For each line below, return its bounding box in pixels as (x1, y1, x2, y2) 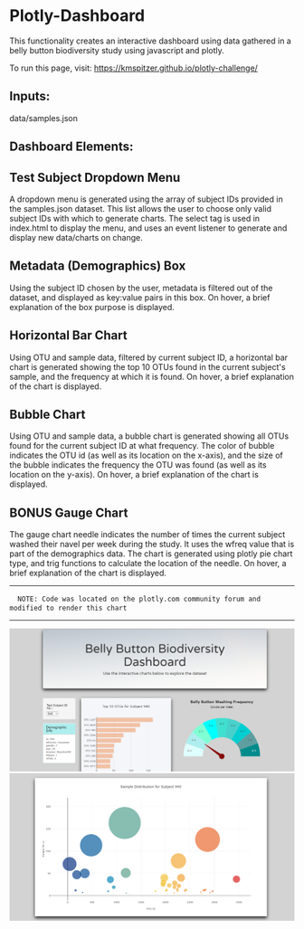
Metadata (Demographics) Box (9, 259, 186, 274)
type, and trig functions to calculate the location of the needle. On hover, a (9, 558, 287, 569)
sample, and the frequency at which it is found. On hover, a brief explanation (9, 371, 294, 382)
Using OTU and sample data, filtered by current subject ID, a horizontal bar (9, 352, 288, 363)
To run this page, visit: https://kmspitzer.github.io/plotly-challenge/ (9, 62, 258, 73)
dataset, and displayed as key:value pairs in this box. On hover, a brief (9, 291, 271, 303)
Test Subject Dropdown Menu (9, 169, 181, 185)
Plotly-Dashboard (9, 5, 146, 26)
